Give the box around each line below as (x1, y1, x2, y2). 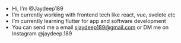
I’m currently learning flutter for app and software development (11, 18, 166, 24)
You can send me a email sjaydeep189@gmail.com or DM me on (11, 24, 169, 31)
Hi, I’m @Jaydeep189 (11, 5, 63, 12)
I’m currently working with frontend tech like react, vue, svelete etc (11, 11, 176, 18)
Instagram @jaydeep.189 (11, 30, 72, 37)
